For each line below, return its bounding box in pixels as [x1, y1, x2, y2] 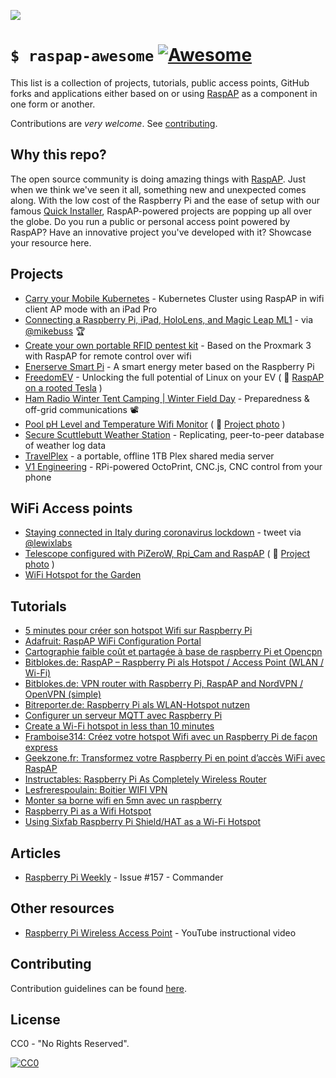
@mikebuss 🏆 [24, 325, 86, 337]
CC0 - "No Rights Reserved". [10, 1038, 130, 1050]
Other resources [10, 900, 115, 917]
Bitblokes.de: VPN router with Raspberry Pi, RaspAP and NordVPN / [24, 678, 303, 690]
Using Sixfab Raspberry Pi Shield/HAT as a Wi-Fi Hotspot [24, 816, 262, 828]
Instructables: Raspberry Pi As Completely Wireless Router [24, 773, 267, 785]
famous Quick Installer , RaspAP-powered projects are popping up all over [10, 205, 312, 217]
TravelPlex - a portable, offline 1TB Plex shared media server [24, 450, 275, 462]
